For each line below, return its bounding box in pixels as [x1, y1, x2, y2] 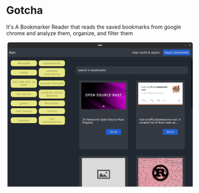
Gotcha [6, 4, 43, 17]
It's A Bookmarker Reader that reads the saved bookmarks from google [6, 23, 182, 30]
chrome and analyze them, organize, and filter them [6, 29, 133, 36]
